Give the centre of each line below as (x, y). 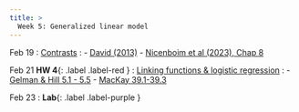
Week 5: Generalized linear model (83, 26)
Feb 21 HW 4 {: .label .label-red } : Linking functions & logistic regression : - (150, 70)
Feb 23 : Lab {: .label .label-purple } (75, 97)
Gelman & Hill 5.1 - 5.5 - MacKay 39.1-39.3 (88, 79)
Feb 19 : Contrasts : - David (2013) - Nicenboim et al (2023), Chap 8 (137, 52)
